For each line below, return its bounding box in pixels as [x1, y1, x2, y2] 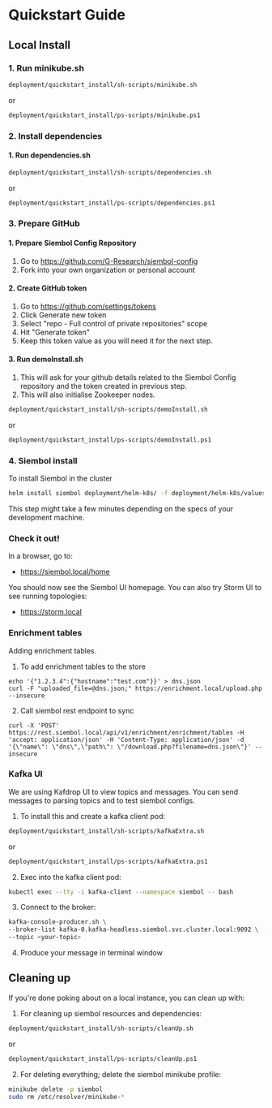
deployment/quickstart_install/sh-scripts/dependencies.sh [8, 168, 212, 176]
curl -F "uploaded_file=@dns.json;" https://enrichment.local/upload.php [8, 684, 263, 692]
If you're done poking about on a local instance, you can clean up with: [8, 993, 245, 1002]
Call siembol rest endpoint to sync [19, 705, 134, 715]
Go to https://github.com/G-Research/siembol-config [19, 256, 198, 265]
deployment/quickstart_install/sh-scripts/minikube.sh [8, 80, 198, 88]
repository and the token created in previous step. [19, 382, 188, 391]
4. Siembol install [8, 455, 79, 466]
